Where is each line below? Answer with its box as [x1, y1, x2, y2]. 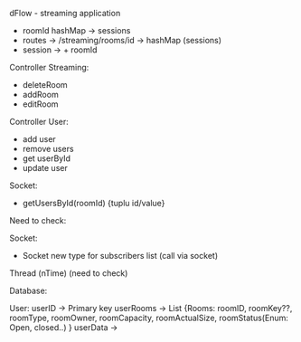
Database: [9, 285, 48, 296]
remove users [22, 144, 74, 154]
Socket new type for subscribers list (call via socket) [22, 251, 219, 261]
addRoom [22, 90, 59, 100]
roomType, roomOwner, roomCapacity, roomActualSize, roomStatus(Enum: [9, 312, 289, 323]
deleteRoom [22, 80, 68, 90]
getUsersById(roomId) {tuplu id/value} [22, 198, 165, 208]
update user [22, 163, 68, 173]
